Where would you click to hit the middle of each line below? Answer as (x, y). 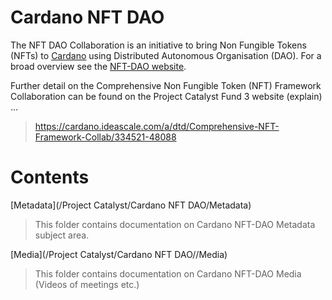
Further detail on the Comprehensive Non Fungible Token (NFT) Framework (166, 85)
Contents (50, 177)
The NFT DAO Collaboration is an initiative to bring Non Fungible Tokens (158, 45)
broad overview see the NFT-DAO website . (98, 66)
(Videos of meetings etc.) (87, 284)
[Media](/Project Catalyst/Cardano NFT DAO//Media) (119, 254)
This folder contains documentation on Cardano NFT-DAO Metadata (175, 224)
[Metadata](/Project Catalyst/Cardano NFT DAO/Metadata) (131, 205)
